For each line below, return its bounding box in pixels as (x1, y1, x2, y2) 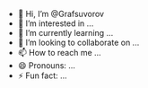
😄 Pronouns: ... (17, 60, 76, 71)
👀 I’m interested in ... (17, 18, 94, 29)
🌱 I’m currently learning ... (17, 28, 114, 38)
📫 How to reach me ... (17, 48, 101, 57)
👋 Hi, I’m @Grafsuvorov (17, 9, 105, 19)
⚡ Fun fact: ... (17, 70, 67, 81)
